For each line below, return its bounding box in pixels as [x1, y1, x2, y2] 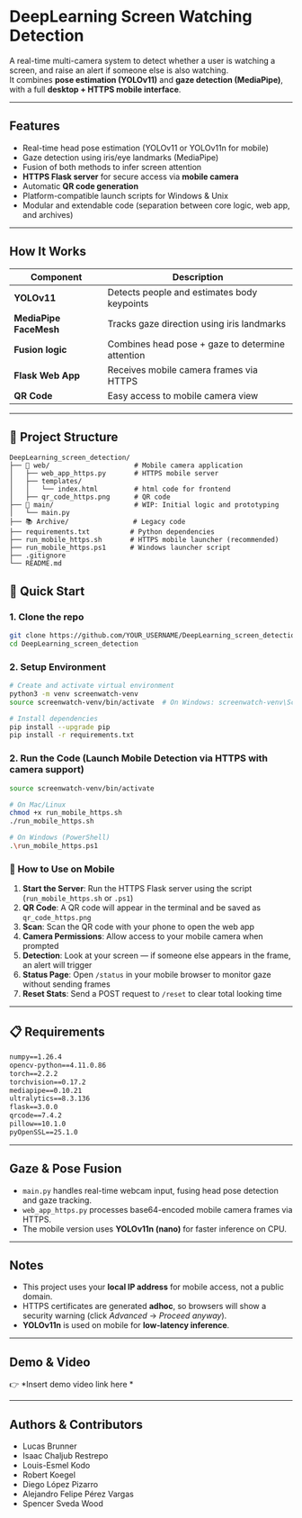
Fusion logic [13, 343, 67, 356]
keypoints [107, 297, 149, 310]
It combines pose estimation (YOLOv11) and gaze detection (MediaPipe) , [9, 74, 283, 85]
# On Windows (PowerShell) [9, 833, 111, 843]
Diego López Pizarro [22, 1479, 99, 1490]
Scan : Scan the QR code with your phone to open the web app [22, 921, 254, 933]
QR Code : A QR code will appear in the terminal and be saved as [22, 902, 262, 913]
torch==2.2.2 [9, 1069, 58, 1078]
